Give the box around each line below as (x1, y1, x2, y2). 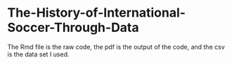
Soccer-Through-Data (7, 19, 139, 35)
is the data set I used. (7, 50, 70, 58)
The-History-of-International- (7, 5, 186, 21)
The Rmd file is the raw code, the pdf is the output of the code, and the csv (7, 42, 225, 51)
